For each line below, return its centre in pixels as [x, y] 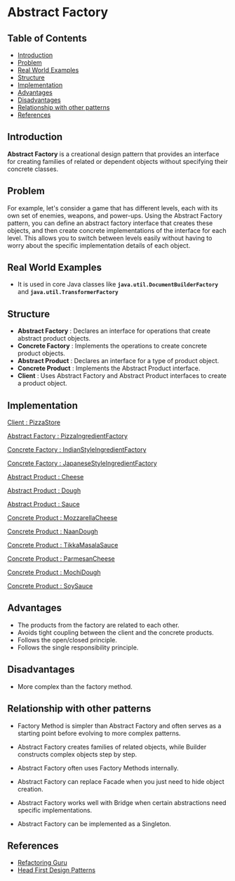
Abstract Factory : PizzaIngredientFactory [68, 436]
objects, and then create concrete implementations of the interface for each [117, 230]
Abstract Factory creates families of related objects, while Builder [112, 747]
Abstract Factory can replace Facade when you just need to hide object [121, 781]
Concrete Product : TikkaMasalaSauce [63, 545]
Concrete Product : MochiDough [54, 572]
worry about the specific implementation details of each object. [99, 245]
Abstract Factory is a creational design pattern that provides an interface [113, 154]
